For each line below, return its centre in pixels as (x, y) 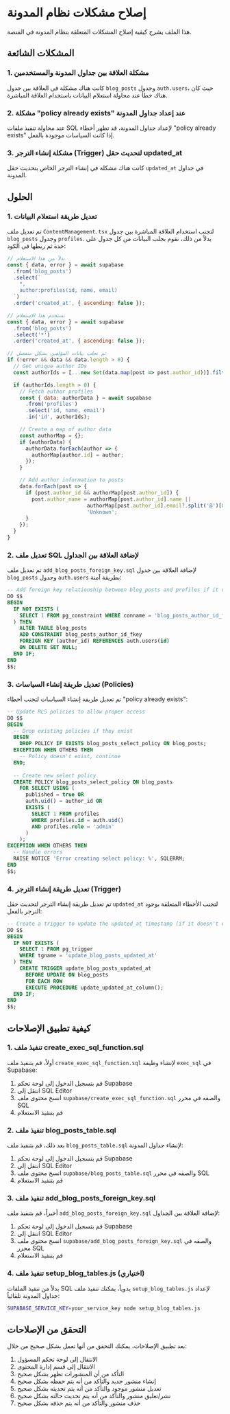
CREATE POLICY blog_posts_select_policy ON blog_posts (93, 782)
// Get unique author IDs (50, 366)
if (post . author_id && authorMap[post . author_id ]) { (102, 492)
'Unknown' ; (102, 512)
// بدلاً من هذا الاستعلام (36, 258)
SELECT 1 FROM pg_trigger (56, 949)
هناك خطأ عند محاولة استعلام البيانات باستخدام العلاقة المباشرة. (87, 95)
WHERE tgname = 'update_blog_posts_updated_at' (88, 956)
